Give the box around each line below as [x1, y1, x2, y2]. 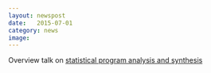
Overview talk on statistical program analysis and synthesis [8, 56, 203, 65]
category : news [8, 26, 59, 34]
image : [8, 33, 30, 42]
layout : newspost [8, 11, 66, 20]
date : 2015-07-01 [8, 19, 73, 27]
